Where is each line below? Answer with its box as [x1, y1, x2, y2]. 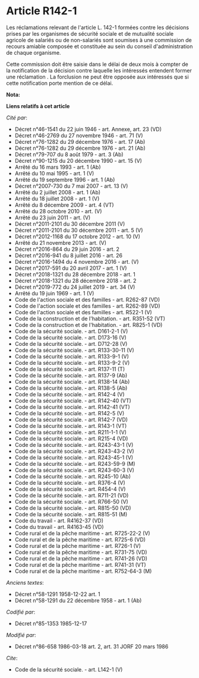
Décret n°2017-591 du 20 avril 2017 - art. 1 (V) [14, 264, 127, 272]
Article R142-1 [6, 4, 77, 18]
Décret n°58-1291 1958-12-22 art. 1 [14, 590, 100, 598]
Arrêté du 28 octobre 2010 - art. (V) [14, 207, 102, 215]
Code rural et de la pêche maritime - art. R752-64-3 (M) [14, 567, 152, 575]
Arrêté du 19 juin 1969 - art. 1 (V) [14, 289, 94, 297]
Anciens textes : [6, 579, 45, 586]
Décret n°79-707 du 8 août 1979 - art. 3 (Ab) [14, 150, 124, 158]
